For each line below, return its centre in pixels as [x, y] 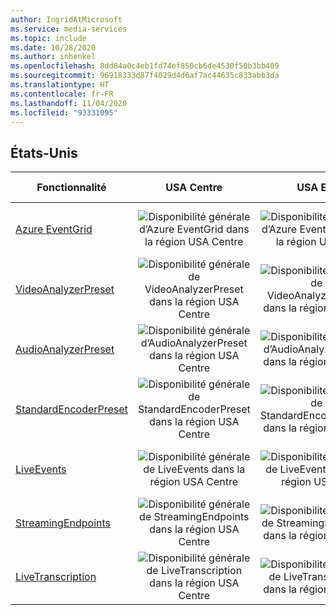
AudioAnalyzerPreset [65, 349]
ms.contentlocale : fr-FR [62, 94]
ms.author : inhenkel [53, 57]
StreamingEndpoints [63, 523]
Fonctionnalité [71, 188]
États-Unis [44, 152]
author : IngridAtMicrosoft [66, 19]
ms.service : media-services [69, 29]
